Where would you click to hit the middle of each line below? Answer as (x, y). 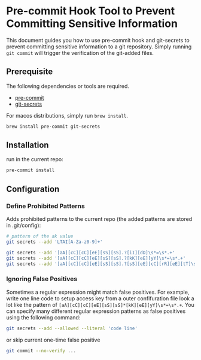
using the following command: (43, 317)
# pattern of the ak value (40, 236)
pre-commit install (31, 170)
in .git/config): (24, 225)
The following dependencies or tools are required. (68, 86)
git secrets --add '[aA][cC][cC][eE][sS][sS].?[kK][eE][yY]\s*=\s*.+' (96, 258)
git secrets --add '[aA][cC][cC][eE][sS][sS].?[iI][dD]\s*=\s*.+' (91, 253)
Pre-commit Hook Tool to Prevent (91, 11)
